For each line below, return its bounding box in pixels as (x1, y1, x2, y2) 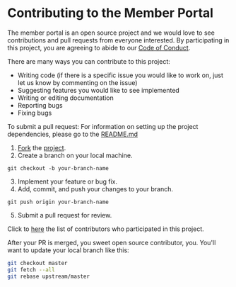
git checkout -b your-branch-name (7, 164, 110, 171)
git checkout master (7, 259, 69, 266)
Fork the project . (17, 143, 66, 152)
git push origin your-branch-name (7, 198, 110, 206)
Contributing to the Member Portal (7, 5, 214, 21)
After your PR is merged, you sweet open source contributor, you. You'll (7, 238, 216, 247)
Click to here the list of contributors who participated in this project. (7, 225, 204, 233)
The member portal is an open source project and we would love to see (7, 28, 216, 37)
